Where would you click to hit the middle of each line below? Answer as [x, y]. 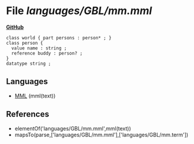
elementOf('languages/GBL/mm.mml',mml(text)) [73, 128]
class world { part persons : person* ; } [59, 38]
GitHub [15, 27]
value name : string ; [39, 48]
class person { [25, 43]
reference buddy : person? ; [47, 53]
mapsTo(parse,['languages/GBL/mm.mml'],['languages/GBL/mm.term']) [101, 135]
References [28, 114]
